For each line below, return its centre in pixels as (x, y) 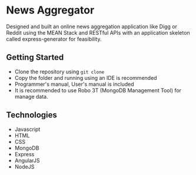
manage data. (31, 96)
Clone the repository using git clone (59, 72)
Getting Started (35, 57)
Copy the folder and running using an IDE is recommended (86, 78)
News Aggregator (50, 10)
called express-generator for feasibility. (54, 39)
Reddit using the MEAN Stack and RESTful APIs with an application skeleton (98, 32)
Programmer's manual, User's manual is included (74, 84)
